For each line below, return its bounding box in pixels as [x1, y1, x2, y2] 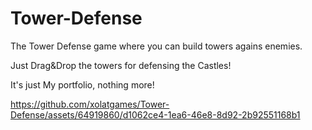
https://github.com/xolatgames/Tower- [10, 98, 170, 110]
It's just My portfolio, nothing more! [10, 78, 155, 91]
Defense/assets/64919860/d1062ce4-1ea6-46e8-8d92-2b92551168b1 [10, 108, 301, 121]
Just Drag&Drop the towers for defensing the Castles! [10, 59, 232, 71]
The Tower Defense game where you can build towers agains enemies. [10, 40, 303, 52]
